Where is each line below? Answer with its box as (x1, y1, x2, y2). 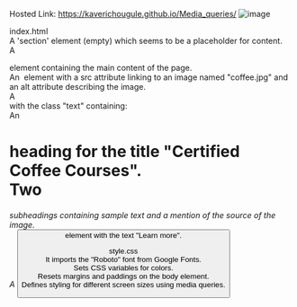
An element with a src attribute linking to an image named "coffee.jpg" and (9, 72, 288, 83)
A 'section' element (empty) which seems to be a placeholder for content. (9, 36, 283, 46)
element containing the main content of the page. (9, 63, 193, 73)
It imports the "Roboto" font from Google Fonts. (45, 255, 202, 265)
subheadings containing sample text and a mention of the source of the (9, 209, 276, 220)
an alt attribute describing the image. (9, 82, 147, 92)
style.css (109, 247, 139, 256)
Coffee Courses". (9, 161, 142, 181)
